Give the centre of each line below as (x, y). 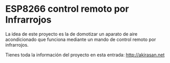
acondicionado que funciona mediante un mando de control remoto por (81, 39)
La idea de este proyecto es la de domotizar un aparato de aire (71, 34)
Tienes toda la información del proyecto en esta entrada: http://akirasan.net (85, 55)
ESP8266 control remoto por (67, 9)
